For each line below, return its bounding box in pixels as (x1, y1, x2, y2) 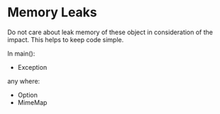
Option (17, 90, 38, 99)
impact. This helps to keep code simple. (7, 35, 124, 43)
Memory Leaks (7, 4, 97, 21)
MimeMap (17, 98, 48, 107)
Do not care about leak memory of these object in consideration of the (7, 28, 214, 36)
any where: (7, 76, 40, 85)
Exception (17, 63, 48, 71)
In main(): (7, 49, 35, 58)
